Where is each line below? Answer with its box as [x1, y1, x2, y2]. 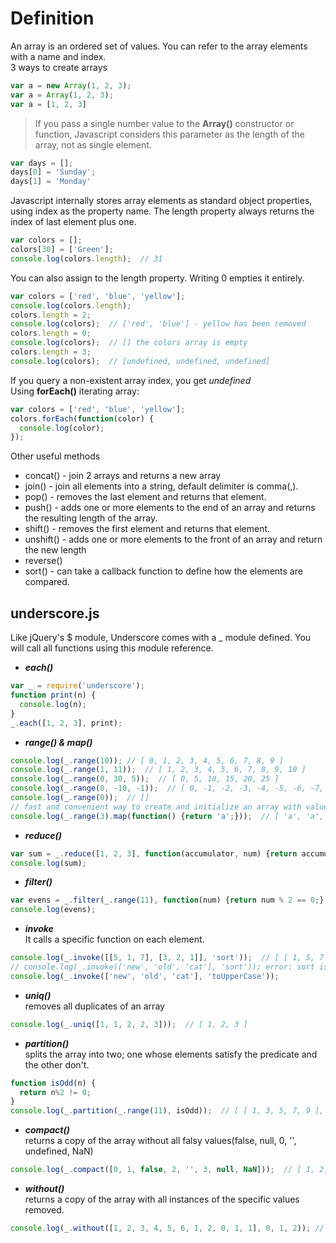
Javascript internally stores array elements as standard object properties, [10, 195, 313, 207]
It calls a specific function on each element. [24, 933, 205, 946]
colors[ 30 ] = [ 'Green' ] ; [10, 245, 114, 255]
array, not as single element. [34, 138, 152, 151]
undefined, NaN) [24, 1145, 94, 1157]
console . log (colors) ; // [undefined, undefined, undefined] [10, 356, 271, 366]
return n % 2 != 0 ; [19, 1087, 92, 1097]
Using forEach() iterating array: [10, 385, 140, 397]
